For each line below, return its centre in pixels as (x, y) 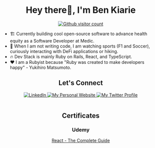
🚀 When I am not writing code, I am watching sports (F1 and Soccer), (80, 46)
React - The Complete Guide (81, 141)
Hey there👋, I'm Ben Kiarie (81, 10)
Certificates (81, 116)
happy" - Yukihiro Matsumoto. (40, 67)
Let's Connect (81, 83)
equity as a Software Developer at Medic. (52, 41)
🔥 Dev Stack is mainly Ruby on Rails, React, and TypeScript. (71, 56)
